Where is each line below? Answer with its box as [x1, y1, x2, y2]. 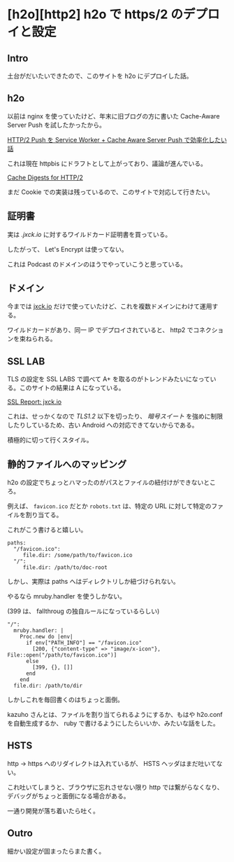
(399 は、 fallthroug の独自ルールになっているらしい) [7, 607, 160, 615]
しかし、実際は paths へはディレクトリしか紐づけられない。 [7, 577, 180, 586]
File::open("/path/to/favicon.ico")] [7, 652, 117, 659]
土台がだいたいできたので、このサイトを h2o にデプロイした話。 [7, 71, 193, 80]
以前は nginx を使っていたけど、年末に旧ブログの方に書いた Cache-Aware [7, 111, 220, 120]
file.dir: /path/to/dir [13, 683, 82, 690]
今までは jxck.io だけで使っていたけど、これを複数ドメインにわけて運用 [7, 302, 212, 310]
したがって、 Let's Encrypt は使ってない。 [7, 245, 128, 253]
